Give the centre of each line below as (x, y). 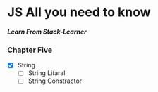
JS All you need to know (79, 12)
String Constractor (55, 81)
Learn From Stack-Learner (47, 32)
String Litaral (47, 73)
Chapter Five (30, 50)
